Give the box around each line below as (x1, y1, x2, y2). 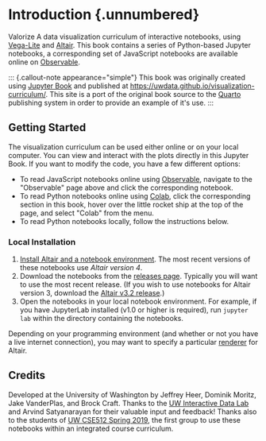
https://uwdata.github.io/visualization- (129, 81, 256, 91)
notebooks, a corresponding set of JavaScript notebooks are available (8, 48, 238, 58)
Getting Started (8, 121, 87, 134)
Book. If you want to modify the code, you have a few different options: (8, 159, 241, 168)
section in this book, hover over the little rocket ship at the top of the (19, 199, 244, 209)
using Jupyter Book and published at (8, 81, 129, 91)
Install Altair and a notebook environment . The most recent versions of (19, 254, 251, 264)
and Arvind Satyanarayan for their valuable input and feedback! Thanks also (8, 407, 257, 416)
